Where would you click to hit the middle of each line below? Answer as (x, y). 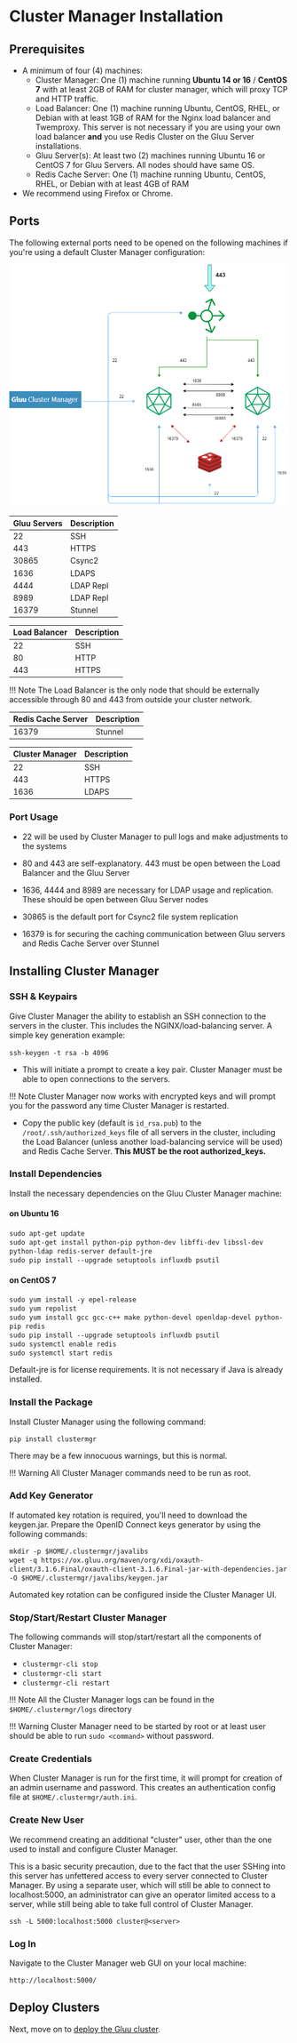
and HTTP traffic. (67, 99)
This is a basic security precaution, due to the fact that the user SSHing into (148, 1866)
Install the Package (51, 1402)
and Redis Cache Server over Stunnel (90, 943)
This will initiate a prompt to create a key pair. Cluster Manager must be (152, 1070)
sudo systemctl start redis (61, 1353)
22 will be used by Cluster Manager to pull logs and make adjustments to (155, 837)
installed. (26, 1379)
